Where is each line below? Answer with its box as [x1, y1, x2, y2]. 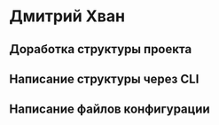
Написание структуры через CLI [9, 71, 199, 86]
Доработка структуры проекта [9, 42, 192, 57]
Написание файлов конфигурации [9, 102, 210, 117]
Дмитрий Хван [9, 6, 126, 27]
